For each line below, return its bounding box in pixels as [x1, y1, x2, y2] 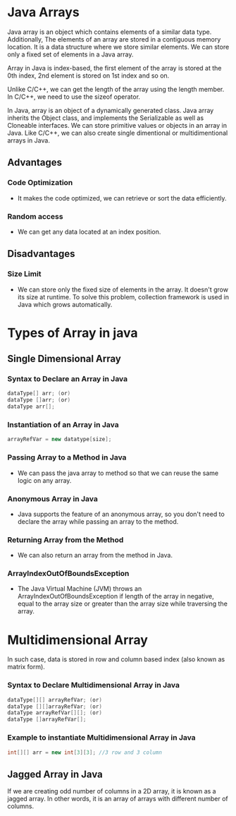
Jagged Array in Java [7, 768, 104, 780]
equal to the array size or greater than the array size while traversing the [17, 599, 228, 608]
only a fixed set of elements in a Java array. [7, 50, 134, 59]
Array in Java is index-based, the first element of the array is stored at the [7, 64, 222, 72]
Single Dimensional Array [7, 353, 121, 365]
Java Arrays [7, 4, 80, 20]
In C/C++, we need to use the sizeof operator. [7, 92, 141, 101]
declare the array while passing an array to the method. [17, 517, 179, 526]
